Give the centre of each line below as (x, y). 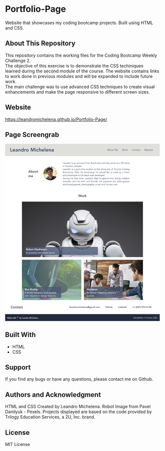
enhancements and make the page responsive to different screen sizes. (78, 92)
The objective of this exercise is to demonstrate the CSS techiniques (74, 65)
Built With (20, 335)
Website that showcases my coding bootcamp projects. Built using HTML (79, 23)
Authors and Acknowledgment (53, 395)
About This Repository (40, 44)
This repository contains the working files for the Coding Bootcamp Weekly (81, 55)
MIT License (18, 444)
